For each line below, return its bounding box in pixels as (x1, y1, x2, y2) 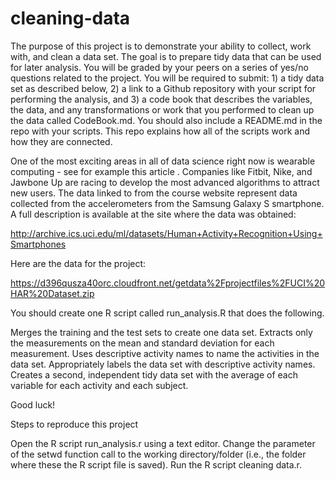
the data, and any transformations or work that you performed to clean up (10, 103, 315, 116)
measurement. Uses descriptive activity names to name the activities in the (10, 347, 320, 359)
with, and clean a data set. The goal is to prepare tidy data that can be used (10, 50, 322, 62)
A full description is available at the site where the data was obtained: (10, 208, 297, 220)
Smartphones (10, 238, 67, 250)
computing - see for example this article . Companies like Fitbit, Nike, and (10, 165, 313, 177)
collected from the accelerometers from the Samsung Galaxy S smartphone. (10, 197, 325, 209)
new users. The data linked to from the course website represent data (10, 187, 298, 199)
